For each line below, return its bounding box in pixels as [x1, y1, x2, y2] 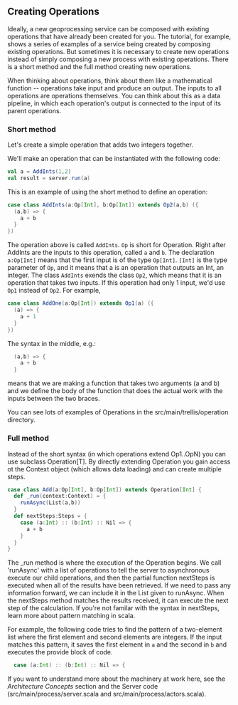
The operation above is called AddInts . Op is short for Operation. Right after [7, 241, 226, 249]
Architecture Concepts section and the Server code [7, 682, 158, 691]
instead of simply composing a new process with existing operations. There [7, 55, 229, 63]
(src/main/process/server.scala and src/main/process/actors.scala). [7, 690, 207, 699]
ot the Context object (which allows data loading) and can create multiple [7, 464, 222, 473]
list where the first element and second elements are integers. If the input [7, 633, 222, 642]
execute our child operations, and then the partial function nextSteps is [7, 573, 215, 583]
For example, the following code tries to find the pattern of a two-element [7, 625, 222, 634]
